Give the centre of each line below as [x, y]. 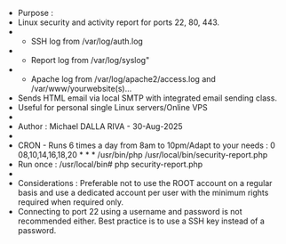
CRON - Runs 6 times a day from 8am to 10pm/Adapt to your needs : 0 [146, 145]
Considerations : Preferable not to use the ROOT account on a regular [145, 183]
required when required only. [71, 202]
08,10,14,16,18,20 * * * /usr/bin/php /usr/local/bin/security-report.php [143, 155]
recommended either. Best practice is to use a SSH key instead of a [141, 221]
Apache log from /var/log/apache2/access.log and [123, 79]
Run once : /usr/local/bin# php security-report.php [110, 164]
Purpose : [35, 13]
